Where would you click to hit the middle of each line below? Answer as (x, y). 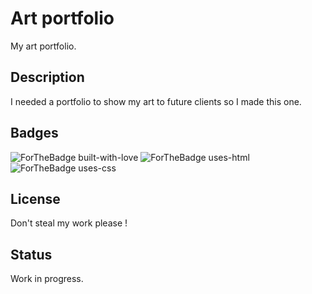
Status (31, 254)
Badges (34, 133)
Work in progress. (47, 279)
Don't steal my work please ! (69, 223)
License (35, 198)
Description (47, 77)
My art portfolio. (43, 46)
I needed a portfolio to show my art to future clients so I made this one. (156, 101)
